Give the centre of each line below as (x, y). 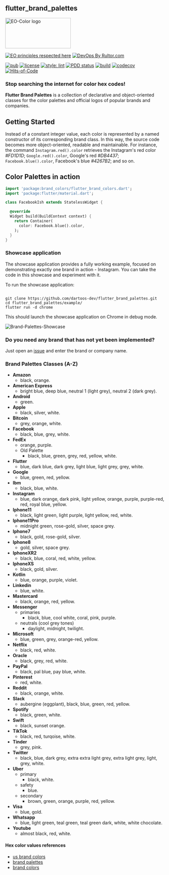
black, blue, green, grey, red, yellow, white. (72, 456)
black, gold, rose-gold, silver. (50, 537)
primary (28, 774)
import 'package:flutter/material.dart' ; (50, 193)
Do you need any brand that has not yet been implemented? (80, 340)
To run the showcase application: (40, 284)
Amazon (22, 375)
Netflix (20, 645)
